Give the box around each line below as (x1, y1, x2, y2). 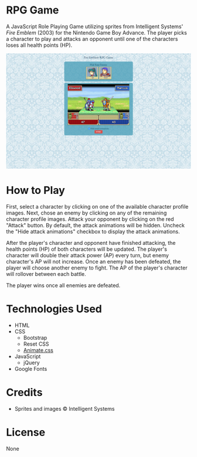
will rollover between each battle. (6, 270, 86, 277)
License (6, 425, 46, 439)
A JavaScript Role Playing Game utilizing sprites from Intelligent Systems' (6, 23, 184, 30)
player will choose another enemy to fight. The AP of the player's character (6, 264, 188, 271)
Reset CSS (23, 340, 49, 347)
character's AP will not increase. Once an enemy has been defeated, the (6, 258, 181, 265)
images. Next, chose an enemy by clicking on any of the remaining (6, 209, 167, 216)
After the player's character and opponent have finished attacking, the (6, 239, 176, 246)
